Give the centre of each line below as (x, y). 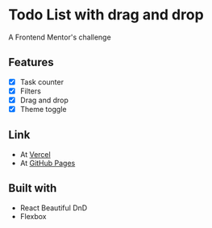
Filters (31, 91)
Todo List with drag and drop (106, 15)
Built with (33, 188)
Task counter (42, 81)
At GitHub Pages (48, 163)
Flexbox (33, 216)
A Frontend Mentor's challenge (60, 37)
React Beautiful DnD (54, 208)
